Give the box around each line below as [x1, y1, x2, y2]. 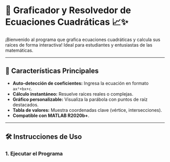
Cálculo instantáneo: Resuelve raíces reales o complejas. [12, 91, 134, 97]
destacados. [12, 101, 39, 108]
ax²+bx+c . [12, 86, 33, 92]
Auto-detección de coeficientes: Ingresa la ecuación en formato [12, 80, 149, 86]
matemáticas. [5, 47, 34, 53]
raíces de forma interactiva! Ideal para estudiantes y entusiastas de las [5, 42, 153, 48]
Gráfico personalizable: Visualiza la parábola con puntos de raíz [12, 96, 148, 102]
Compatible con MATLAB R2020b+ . [12, 112, 90, 118]
